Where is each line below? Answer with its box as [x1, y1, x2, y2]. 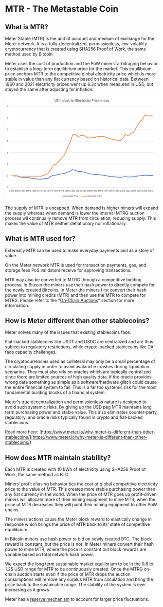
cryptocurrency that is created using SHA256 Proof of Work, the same [5, 46, 146, 52]
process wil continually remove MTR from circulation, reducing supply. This [5, 215, 156, 221]
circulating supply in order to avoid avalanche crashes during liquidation [5, 364, 150, 370]
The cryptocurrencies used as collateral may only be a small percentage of [5, 358, 156, 364]
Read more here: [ [5, 429, 41, 435]
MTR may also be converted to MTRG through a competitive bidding [5, 276, 142, 283]
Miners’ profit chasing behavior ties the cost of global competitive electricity [5, 481, 158, 487]
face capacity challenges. [5, 349, 57, 355]
